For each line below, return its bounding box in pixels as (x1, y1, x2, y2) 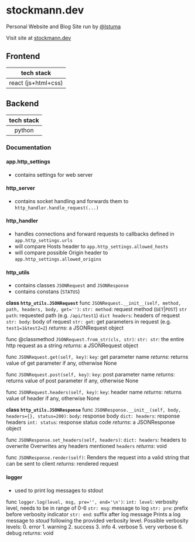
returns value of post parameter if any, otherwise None (6, 377, 139, 385)
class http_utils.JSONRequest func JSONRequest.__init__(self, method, (6, 299, 182, 307)
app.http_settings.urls (14, 238, 73, 244)
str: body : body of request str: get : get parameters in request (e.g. (6, 318, 172, 325)
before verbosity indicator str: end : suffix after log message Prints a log (6, 510, 181, 517)
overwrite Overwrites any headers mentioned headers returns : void (6, 443, 167, 450)
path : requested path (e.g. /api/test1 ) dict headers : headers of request (6, 312, 180, 319)
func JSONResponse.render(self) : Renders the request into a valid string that (6, 454, 190, 461)
